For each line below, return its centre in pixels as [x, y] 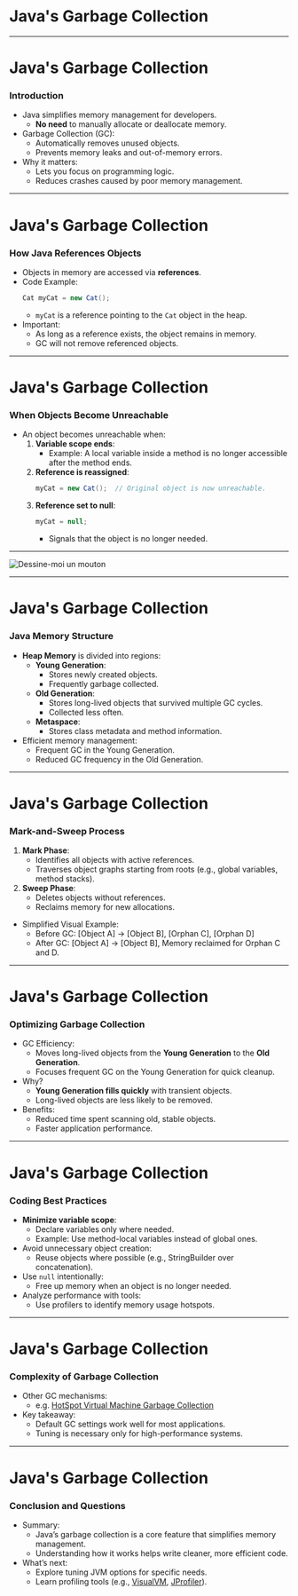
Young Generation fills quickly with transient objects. [133, 1091]
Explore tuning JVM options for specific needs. [121, 1572]
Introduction [36, 96]
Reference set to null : [75, 506]
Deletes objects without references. [100, 897]
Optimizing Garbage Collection [77, 1024]
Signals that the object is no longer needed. [128, 539]
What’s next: [45, 1562]
